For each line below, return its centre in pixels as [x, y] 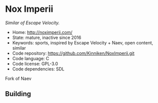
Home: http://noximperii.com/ [42, 32]
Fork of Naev [18, 78]
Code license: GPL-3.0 [35, 64]
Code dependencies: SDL [38, 69]
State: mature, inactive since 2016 [47, 37]
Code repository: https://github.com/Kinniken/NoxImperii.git [73, 53]
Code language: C [31, 58]
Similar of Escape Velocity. [33, 23]
